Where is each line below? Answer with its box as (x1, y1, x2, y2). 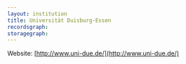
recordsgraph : (7, 23, 49, 30)
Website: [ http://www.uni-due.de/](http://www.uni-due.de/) (7, 49, 180, 58)
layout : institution (7, 10, 68, 18)
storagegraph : (7, 30, 49, 37)
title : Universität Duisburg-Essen (7, 17, 112, 24)
